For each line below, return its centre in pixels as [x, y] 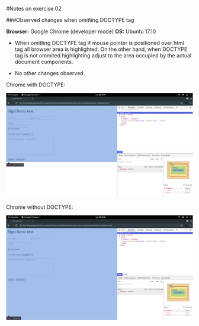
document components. [44, 62]
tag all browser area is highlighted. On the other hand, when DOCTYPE [101, 49]
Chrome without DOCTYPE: [40, 207]
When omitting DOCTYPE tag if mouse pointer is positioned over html [99, 43]
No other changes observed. [50, 73]
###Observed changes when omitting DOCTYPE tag [70, 20]
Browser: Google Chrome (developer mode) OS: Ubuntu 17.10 [81, 31]
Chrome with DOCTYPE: [36, 85]
